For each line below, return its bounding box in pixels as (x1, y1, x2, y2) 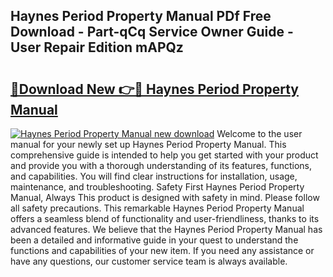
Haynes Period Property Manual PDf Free (10, 8, 272, 25)
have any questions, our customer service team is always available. (10, 255, 288, 267)
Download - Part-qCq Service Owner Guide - (10, 24, 294, 41)
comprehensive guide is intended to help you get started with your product (10, 149, 319, 161)
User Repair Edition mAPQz (10, 39, 184, 56)
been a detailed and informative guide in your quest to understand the (10, 234, 299, 246)
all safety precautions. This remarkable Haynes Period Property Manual (10, 202, 305, 214)
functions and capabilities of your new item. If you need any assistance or (10, 245, 315, 256)
